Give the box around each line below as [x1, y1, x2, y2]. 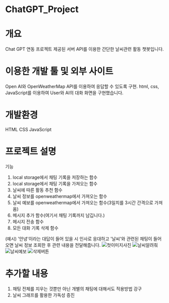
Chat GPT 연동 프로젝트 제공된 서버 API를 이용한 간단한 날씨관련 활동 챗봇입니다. [5, 46, 164, 52]
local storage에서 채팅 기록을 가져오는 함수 [12, 180, 98, 186]
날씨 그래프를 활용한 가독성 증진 [12, 292, 75, 298]
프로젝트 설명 [5, 146, 57, 158]
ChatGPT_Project [5, 4, 79, 15]
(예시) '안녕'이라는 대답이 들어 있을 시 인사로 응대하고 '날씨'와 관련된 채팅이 [5, 236, 152, 242]
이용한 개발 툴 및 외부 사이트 [5, 66, 114, 77]
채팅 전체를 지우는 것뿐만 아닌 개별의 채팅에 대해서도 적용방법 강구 [12, 285, 142, 292]
